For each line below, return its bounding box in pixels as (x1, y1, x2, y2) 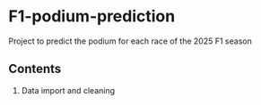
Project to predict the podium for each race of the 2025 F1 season (8, 36, 252, 46)
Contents (8, 61, 62, 77)
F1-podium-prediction (8, 6, 176, 27)
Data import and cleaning (21, 85, 116, 95)
